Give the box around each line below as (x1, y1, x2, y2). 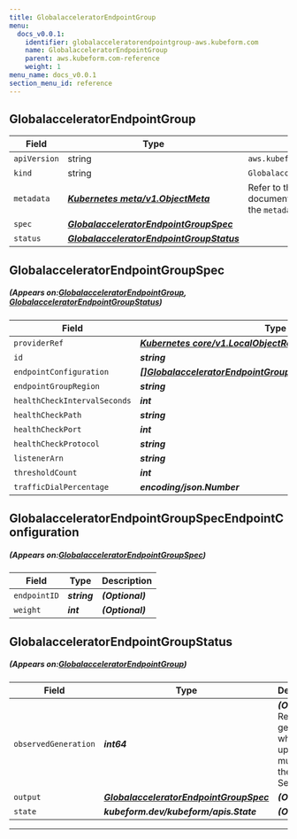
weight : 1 (25, 63, 62, 72)
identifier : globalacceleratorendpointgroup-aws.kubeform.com (25, 37, 259, 47)
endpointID (13, 591, 59, 601)
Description (101, 575, 153, 587)
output (13, 792, 42, 802)
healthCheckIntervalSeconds (13, 395, 132, 406)
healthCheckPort (13, 424, 82, 434)
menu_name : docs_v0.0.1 (9, 71, 97, 80)
